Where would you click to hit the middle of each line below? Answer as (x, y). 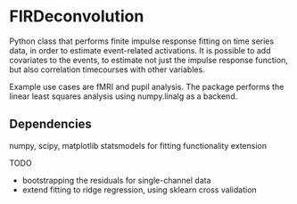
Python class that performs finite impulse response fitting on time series (142, 41)
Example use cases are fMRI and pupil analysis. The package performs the (147, 86)
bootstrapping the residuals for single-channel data (116, 180)
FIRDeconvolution (77, 16)
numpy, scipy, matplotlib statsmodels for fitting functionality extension (138, 145)
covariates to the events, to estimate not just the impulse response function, (148, 60)
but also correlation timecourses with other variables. (107, 69)
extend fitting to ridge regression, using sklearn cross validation (139, 190)
